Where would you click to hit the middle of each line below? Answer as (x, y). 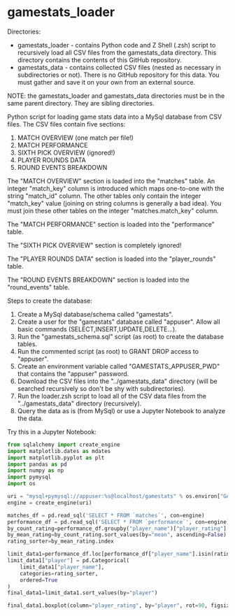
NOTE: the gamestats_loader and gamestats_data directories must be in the (116, 96)
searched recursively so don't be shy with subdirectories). (101, 388)
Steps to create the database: (50, 301)
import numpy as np (36, 471)
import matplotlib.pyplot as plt (56, 458)
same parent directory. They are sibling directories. (81, 103)
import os (22, 484)
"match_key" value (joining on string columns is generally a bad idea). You (114, 203)
